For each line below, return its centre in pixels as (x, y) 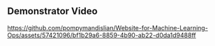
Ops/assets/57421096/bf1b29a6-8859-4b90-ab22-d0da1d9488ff (102, 35)
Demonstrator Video (52, 11)
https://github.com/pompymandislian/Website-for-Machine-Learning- (107, 27)
